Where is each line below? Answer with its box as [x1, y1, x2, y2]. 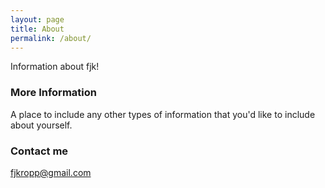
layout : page [10, 14, 65, 25]
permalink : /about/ [10, 33, 92, 43]
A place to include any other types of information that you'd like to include [10, 108, 316, 120]
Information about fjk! [10, 61, 100, 73]
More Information [10, 86, 97, 100]
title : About [10, 24, 65, 34]
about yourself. [10, 119, 73, 131]
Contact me [10, 144, 69, 158]
